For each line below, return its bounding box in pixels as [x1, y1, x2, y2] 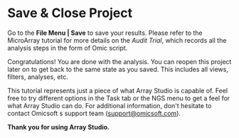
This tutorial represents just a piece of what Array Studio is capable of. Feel [7, 86, 228, 95]
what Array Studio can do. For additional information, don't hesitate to [7, 101, 212, 110]
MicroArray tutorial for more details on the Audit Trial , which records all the [7, 36, 227, 44]
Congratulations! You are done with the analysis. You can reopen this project [7, 57, 232, 65]
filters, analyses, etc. [7, 73, 69, 81]
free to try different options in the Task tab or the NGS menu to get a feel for [7, 94, 230, 102]
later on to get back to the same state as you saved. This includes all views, [7, 65, 229, 73]
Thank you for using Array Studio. [7, 122, 110, 131]
